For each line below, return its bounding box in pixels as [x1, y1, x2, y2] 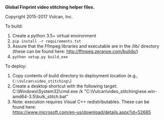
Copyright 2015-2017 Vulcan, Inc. [5, 14, 73, 19]
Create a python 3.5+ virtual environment [12, 33, 96, 38]
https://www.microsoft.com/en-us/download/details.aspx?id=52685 [12, 109, 151, 115]
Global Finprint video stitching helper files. [5, 4, 95, 10]
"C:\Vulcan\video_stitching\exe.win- [83, 89, 157, 94]
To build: [5, 23, 23, 29]
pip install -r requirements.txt [12, 39, 82, 44]
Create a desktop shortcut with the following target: [12, 83, 118, 89]
